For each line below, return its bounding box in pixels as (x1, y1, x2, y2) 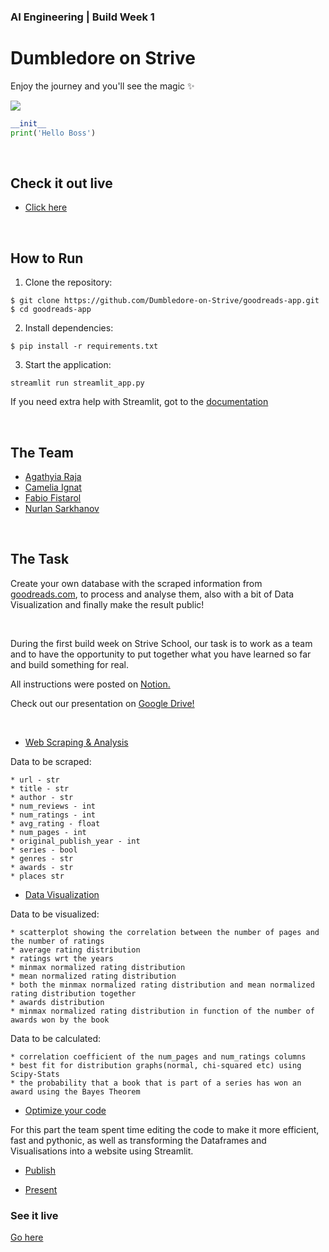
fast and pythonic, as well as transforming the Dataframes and (10, 1134, 267, 1146)
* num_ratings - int (10, 810, 97, 820)
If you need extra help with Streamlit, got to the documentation (10, 396, 269, 408)
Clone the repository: (24, 276, 113, 289)
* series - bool (10, 845, 78, 855)
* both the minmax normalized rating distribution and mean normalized (10, 980, 315, 990)
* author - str (10, 792, 74, 802)
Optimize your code (24, 1104, 107, 1116)
